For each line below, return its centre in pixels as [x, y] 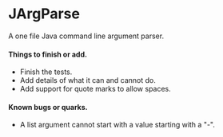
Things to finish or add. [48, 54]
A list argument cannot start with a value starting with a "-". [117, 125]
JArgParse [44, 14]
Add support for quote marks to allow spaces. [96, 89]
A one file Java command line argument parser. [86, 36]
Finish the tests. [46, 72]
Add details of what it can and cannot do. [88, 80]
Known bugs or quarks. [48, 107]
